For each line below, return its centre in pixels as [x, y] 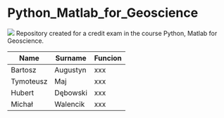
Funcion [108, 58]
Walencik [70, 104]
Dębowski [71, 93]
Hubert [22, 93]
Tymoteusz [29, 81]
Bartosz [24, 70]
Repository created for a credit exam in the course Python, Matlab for [117, 33]
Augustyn [70, 70]
